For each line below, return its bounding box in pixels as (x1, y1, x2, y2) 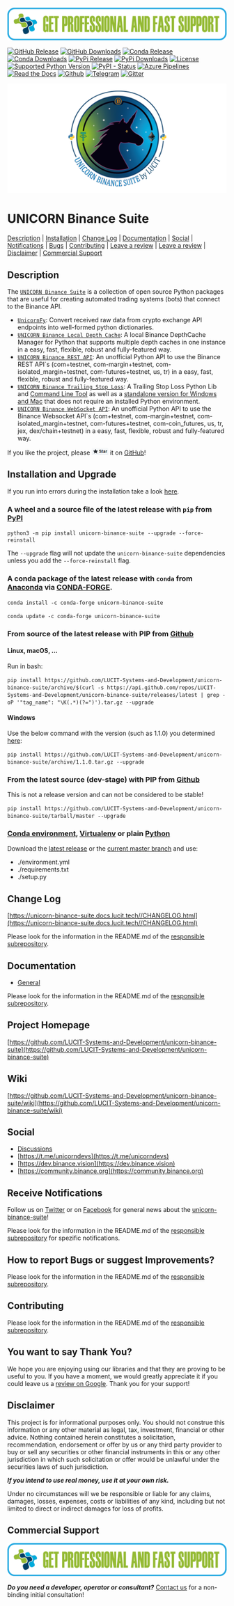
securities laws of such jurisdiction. (7, 1463, 109, 1471)
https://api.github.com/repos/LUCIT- (107, 684, 217, 691)
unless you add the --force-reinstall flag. (7, 556, 131, 565)
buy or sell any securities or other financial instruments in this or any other (7, 1447, 221, 1456)
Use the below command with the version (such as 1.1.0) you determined (7, 729, 215, 737)
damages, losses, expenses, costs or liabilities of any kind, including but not (7, 1497, 226, 1505)
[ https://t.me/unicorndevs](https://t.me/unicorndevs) (17, 1152, 169, 1160)
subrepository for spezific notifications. (7, 1234, 120, 1243)
